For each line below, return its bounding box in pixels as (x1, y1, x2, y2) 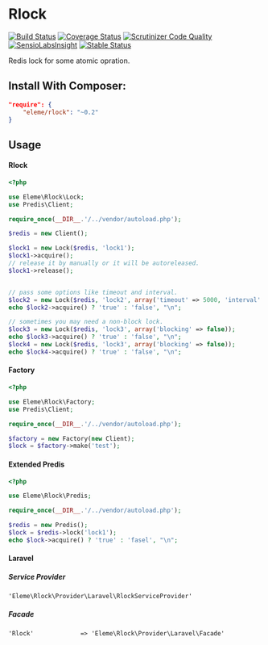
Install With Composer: (8, 79, 126, 93)
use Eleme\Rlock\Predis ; (8, 492, 92, 501)
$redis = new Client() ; (8, 229, 89, 238)
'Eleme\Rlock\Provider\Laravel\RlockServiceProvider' (8, 593, 193, 601)
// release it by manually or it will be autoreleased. (8, 259, 200, 267)
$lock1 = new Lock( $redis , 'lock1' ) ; (8, 244, 135, 253)
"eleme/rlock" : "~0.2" (23, 108, 99, 116)
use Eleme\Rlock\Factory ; (8, 397, 95, 406)
